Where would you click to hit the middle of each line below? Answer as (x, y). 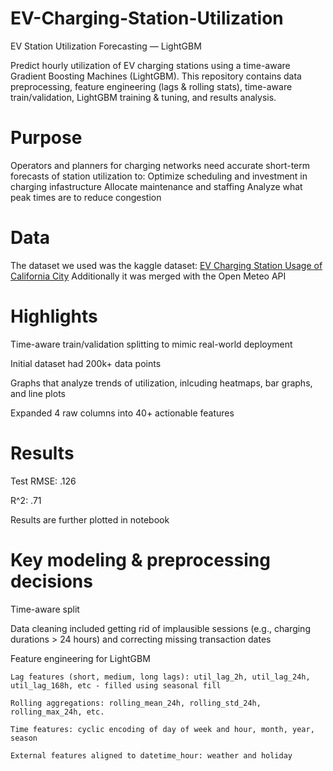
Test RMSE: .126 (43, 481)
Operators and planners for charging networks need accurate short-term (160, 165)
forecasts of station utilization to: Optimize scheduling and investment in (159, 176)
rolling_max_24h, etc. (57, 712)
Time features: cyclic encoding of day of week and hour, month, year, (162, 729)
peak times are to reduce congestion (86, 197)
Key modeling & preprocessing (140, 559)
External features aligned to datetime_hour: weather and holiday (151, 755)
